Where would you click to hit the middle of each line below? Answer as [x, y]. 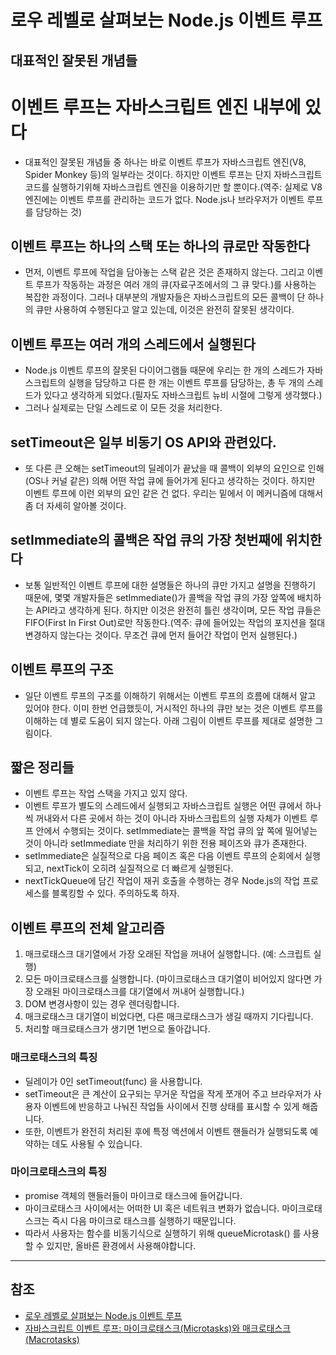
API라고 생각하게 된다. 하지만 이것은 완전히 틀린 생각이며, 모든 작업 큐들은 [178, 610]
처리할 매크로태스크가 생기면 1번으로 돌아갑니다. [117, 1029]
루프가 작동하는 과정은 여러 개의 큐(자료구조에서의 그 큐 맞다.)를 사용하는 [176, 285]
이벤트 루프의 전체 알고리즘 [87, 927]
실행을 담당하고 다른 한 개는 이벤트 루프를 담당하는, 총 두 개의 [186, 383]
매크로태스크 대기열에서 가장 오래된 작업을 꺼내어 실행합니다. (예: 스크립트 [168, 954]
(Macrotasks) [52, 1339]
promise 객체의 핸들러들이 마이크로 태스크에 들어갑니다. [133, 1195]
